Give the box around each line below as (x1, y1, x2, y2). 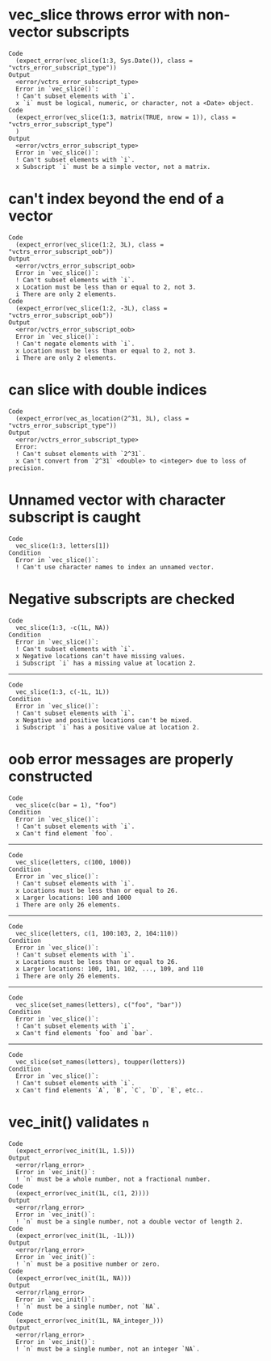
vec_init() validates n (8, 1113, 149, 1131)
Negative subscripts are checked (8, 590, 236, 608)
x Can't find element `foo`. (15, 829, 114, 838)
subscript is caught (8, 508, 141, 526)
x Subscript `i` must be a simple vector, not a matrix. (15, 163, 211, 171)
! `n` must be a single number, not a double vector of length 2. (15, 1217, 244, 1226)
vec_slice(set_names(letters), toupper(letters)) (15, 1058, 186, 1066)
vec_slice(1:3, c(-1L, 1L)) (15, 687, 110, 696)
